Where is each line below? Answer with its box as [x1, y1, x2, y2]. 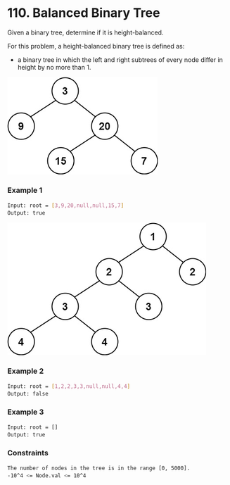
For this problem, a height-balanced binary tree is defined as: [7, 42, 185, 50]
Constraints [7, 448, 49, 458]
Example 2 [7, 366, 44, 376]
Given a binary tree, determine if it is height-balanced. [7, 28, 164, 37]
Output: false [7, 391, 49, 398]
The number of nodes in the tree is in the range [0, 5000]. [7, 465, 191, 472]
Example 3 [7, 407, 44, 417]
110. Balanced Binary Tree [7, 5, 160, 21]
